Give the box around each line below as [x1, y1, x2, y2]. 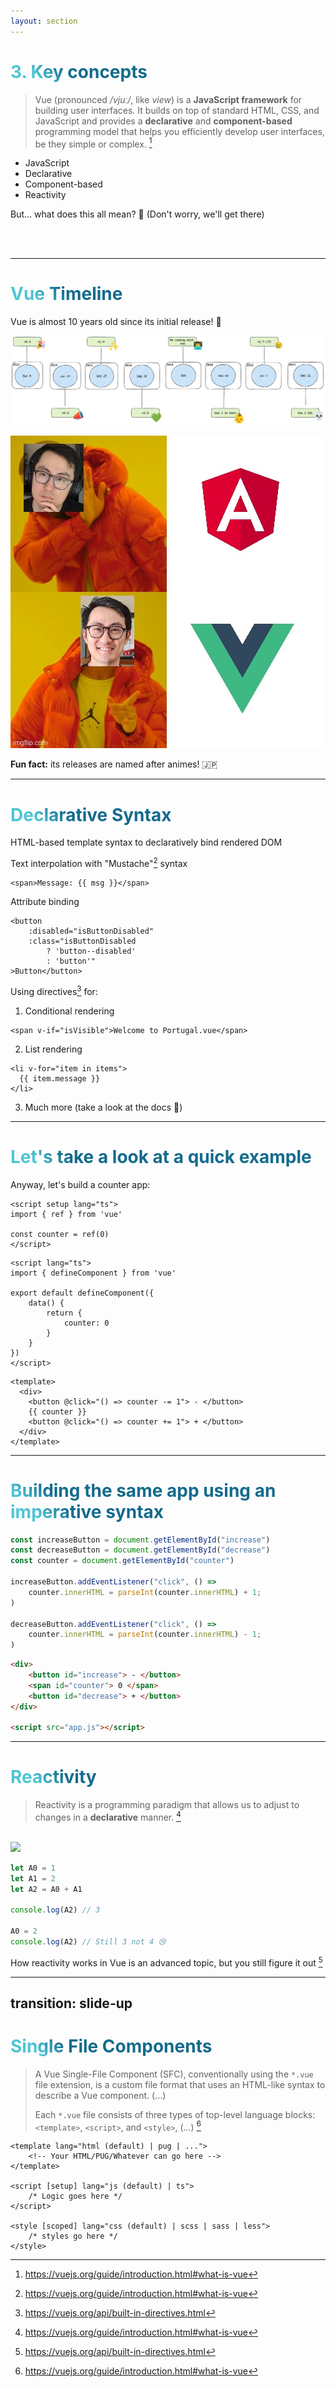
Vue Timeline [10, 283, 123, 305]
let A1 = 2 [10, 1873, 56, 1884]
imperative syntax [10, 1500, 165, 1523]
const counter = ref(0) [10, 1229, 110, 1239]
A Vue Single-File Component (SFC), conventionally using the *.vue [34, 2068, 314, 2080]
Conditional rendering [24, 1005, 115, 1017]
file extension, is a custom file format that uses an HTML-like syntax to [34, 2078, 326, 2090]
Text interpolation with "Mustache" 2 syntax [10, 856, 188, 869]
